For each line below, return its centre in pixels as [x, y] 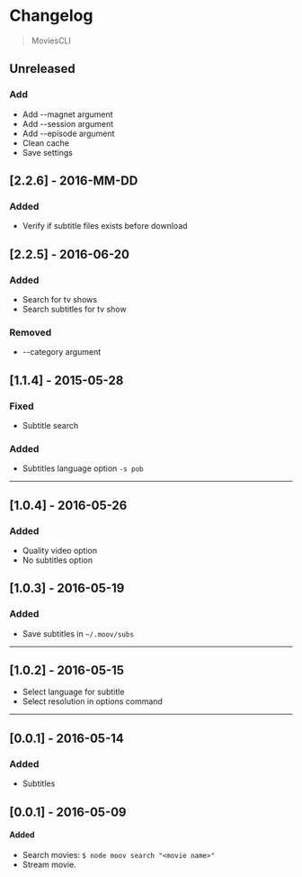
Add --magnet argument [68, 114]
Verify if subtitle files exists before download [105, 226]
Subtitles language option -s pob [83, 468]
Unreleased [43, 69]
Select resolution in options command [93, 701]
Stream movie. [49, 864]
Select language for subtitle [73, 692]
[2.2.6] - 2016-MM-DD [74, 181]
